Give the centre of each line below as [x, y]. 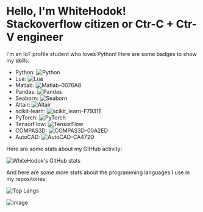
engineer [40, 37]
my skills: [18, 60]
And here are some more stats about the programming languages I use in [98, 172]
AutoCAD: [28, 137]
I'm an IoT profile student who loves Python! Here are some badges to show [101, 54]
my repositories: [27, 178]
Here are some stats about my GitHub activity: [64, 149]
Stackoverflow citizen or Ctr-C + [90, 24]
